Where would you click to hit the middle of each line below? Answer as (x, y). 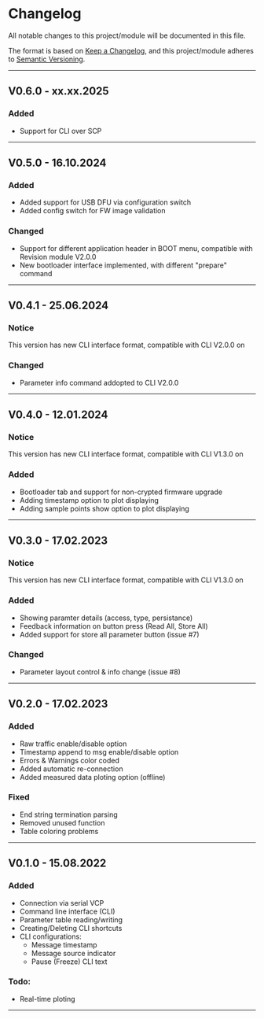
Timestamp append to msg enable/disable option (99, 751)
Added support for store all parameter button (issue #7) (109, 634)
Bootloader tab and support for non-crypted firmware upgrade (121, 492)
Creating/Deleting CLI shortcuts (71, 928)
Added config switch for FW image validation (93, 211)
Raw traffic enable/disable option (73, 744)
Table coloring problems (59, 831)
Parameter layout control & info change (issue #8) (100, 672)
